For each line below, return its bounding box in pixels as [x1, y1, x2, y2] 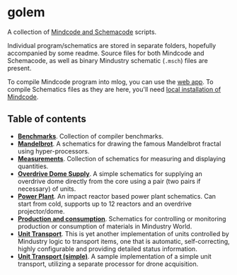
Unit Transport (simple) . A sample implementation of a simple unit [17, 252, 212, 260]
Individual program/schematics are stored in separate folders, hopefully [7, 41, 216, 49]
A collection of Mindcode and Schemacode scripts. [7, 28, 157, 36]
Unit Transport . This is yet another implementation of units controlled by [17, 229, 230, 238]
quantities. [17, 162, 49, 170]
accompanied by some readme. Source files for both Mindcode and [7, 49, 204, 57]
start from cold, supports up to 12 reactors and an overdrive [17, 199, 192, 208]
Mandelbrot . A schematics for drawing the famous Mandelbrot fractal [17, 139, 221, 148]
